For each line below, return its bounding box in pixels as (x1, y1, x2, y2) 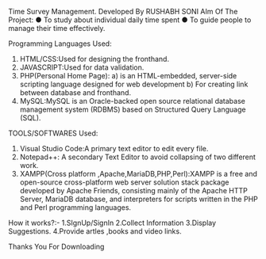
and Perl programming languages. (19, 203, 132, 212)
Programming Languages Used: (8, 39, 113, 48)
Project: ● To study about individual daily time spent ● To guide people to (8, 15, 252, 25)
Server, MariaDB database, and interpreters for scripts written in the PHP (19, 194, 258, 204)
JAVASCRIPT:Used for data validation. (19, 63, 145, 72)
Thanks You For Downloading (8, 242, 105, 251)
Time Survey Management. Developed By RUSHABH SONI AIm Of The (8, 7, 238, 16)
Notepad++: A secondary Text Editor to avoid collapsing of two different (19, 152, 256, 162)
